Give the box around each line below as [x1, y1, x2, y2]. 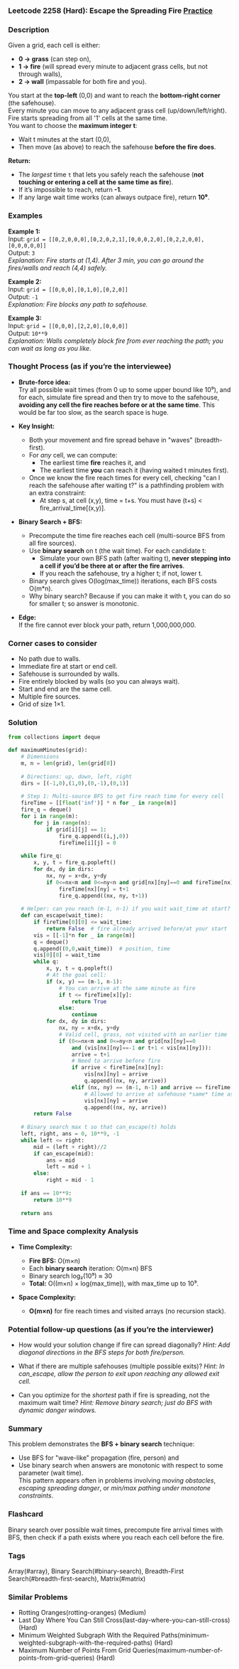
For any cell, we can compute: [28, 450, 118, 459]
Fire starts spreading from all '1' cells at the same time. [8, 114, 167, 122]
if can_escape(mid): [33, 1150, 94, 1157]
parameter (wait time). [18, 1468, 84, 1478]
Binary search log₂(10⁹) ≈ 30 [28, 1271, 113, 1280]
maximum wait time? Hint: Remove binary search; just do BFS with [18, 1399, 213, 1406]
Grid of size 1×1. [18, 700, 66, 709]
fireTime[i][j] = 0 [58, 839, 116, 847]
